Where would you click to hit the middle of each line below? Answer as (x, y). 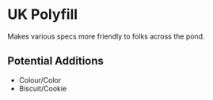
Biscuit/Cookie (43, 88)
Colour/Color (40, 80)
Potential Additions (56, 61)
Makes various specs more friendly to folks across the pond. (106, 36)
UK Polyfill (43, 15)
